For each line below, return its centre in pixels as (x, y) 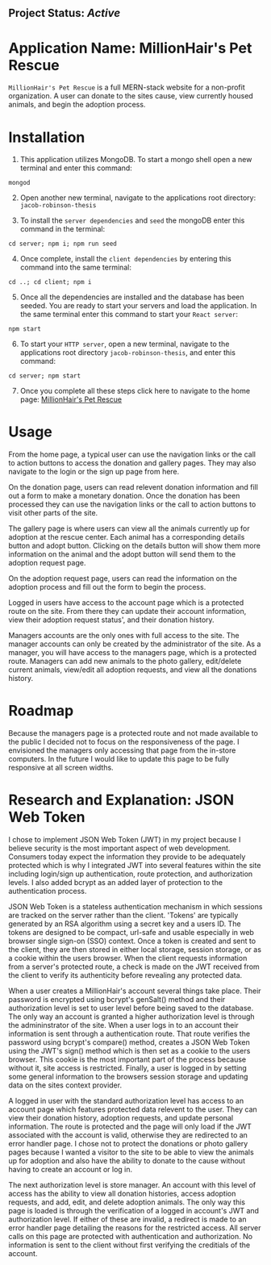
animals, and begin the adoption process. (77, 105)
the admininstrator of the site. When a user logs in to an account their (124, 1025)
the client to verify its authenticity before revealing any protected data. (125, 975)
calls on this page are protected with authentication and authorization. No (130, 1237)
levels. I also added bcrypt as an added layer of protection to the (116, 883)
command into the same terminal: (75, 267)
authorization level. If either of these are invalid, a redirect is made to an (127, 1219)
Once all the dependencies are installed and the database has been (132, 297)
